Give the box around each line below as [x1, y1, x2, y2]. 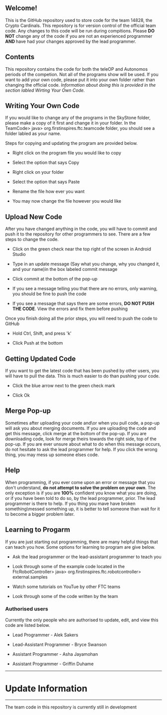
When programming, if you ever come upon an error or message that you [5, 479, 155, 485]
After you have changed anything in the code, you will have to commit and [5, 226, 158, 232]
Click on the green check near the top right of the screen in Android [12, 246, 152, 252]
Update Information [5, 683, 88, 694]
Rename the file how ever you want [12, 189, 85, 195]
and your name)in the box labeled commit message [12, 266, 118, 272]
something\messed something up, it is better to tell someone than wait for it [5, 505, 160, 512]
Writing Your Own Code [5, 102, 80, 110]
